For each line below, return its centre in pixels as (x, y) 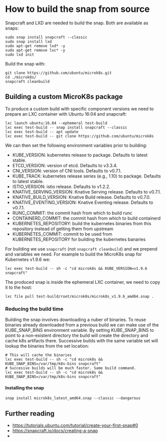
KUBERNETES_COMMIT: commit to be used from (62, 234)
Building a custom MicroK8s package (64, 97)
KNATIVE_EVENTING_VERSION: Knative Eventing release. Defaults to (83, 202)
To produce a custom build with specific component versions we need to (80, 109)
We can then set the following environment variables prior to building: (76, 145)
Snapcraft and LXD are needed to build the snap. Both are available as (77, 23)
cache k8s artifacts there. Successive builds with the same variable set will (82, 341)
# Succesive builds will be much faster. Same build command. (71, 368)
